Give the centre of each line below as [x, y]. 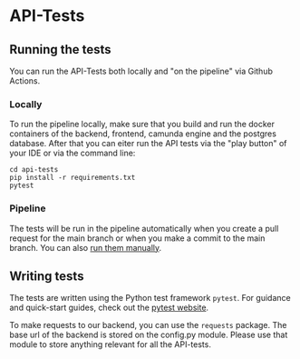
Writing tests [47, 276]
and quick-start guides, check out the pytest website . [109, 308]
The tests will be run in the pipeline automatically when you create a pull [144, 228]
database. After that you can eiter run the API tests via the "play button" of [148, 144]
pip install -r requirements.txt [73, 178]
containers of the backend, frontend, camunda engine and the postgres [143, 134]
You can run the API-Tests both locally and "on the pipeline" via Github [141, 71]
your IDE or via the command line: [73, 153]
